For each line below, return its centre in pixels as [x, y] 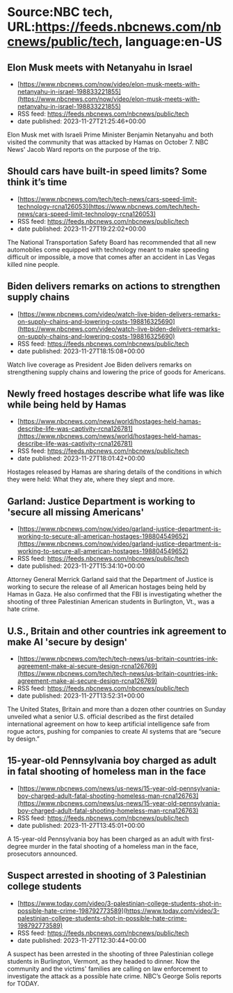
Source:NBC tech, [60, 12]
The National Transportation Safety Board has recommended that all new [112, 242]
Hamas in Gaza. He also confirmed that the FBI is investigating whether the [115, 594]
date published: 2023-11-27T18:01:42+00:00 [81, 459]
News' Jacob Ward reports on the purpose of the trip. [84, 149]
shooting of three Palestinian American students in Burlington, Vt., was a [111, 602]
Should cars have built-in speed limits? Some [107, 171]
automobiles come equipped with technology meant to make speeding [108, 249]
